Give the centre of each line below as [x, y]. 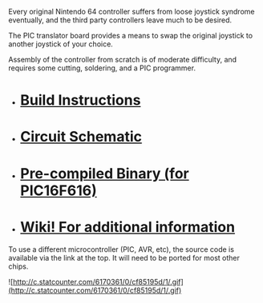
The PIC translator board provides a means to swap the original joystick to [131, 36]
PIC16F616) [59, 190]
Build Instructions [80, 100]
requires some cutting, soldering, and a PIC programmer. [102, 68]
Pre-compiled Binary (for [105, 173]
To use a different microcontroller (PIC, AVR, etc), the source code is [121, 249]
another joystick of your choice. [61, 44]
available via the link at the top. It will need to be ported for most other [124, 257]
